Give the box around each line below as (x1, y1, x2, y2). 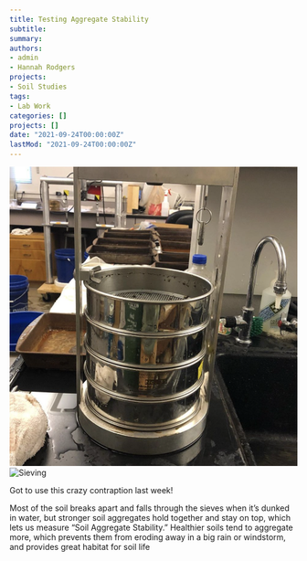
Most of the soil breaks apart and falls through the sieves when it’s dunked (9, 503, 291, 513)
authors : (9, 44, 43, 53)
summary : (9, 34, 43, 43)
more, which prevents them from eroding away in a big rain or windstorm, (9, 531, 286, 543)
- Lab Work (9, 101, 51, 111)
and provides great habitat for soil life (9, 541, 151, 552)
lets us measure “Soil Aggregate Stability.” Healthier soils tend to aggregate (9, 522, 294, 533)
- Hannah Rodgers (9, 63, 76, 72)
